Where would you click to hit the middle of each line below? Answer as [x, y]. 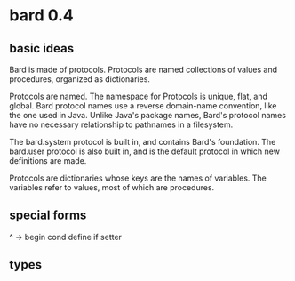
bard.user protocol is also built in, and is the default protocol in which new [144, 151]
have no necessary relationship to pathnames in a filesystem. [121, 124]
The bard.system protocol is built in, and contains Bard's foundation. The [143, 142]
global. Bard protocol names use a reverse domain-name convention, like [143, 106]
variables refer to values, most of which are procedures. [112, 187]
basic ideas [42, 48]
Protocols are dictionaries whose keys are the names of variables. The [138, 178]
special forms [48, 216]
